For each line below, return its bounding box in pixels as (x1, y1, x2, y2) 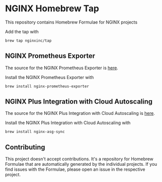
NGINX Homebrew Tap (5, 3, 99, 14)
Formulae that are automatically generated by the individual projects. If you (5, 161, 158, 167)
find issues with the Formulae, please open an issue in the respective (5, 166, 145, 172)
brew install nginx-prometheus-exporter (5, 84, 90, 89)
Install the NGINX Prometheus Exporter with (5, 74, 94, 80)
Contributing (5, 143, 45, 151)
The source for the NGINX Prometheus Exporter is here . (5, 65, 118, 71)
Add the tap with (5, 28, 39, 34)
